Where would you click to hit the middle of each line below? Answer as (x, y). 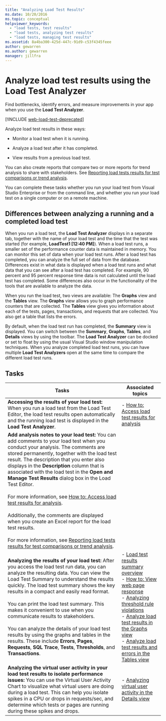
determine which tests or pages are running (58, 705)
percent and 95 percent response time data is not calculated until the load (80, 276)
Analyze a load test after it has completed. (55, 148)
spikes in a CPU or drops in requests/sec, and (61, 698)
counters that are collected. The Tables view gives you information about (80, 306)
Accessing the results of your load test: (55, 402)
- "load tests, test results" (41, 28)
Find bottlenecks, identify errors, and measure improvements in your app (80, 105)
